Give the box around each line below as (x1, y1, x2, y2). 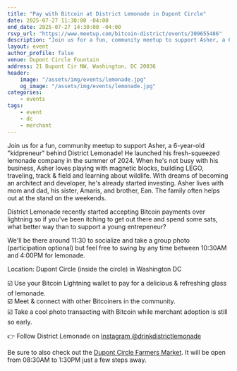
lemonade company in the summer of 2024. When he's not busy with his (7, 156, 219, 164)
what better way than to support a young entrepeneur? (7, 222, 167, 231)
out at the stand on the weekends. (7, 193, 107, 202)
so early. (7, 317, 33, 326)
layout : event (7, 43, 49, 50)
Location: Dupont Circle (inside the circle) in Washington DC (7, 264, 182, 273)
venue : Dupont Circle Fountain (7, 56, 99, 63)
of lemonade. (7, 288, 46, 297)
